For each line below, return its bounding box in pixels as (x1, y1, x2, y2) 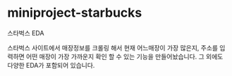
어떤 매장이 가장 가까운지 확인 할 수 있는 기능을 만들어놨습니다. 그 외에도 (25, 52, 224, 61)
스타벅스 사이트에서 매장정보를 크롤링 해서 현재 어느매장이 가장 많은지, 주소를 (7, 43, 219, 52)
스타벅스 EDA (7, 29, 44, 37)
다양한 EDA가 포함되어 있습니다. (7, 61, 95, 69)
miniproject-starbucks (7, 5, 142, 21)
